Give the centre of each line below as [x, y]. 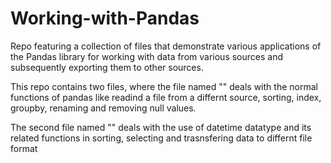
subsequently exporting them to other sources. [107, 67]
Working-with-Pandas [105, 18]
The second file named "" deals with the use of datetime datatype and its [161, 127]
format [24, 148]
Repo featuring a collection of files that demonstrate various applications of [166, 46]
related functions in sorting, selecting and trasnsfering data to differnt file [161, 138]
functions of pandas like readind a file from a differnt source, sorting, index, [166, 97]
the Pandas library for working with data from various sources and [146, 56]
